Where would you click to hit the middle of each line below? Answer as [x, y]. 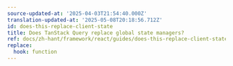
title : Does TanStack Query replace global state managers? [96, 33]
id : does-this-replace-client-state [60, 26]
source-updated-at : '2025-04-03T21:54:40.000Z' [77, 13]
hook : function [35, 52]
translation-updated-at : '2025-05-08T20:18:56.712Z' [85, 20]
